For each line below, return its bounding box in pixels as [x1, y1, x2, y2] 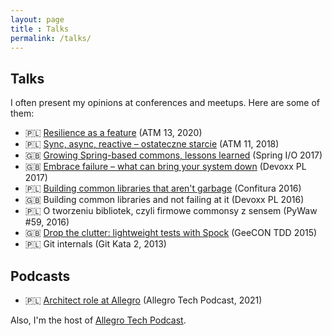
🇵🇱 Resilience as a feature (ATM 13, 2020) [24, 127, 203, 139]
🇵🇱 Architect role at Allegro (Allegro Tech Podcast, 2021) [24, 294, 263, 306]
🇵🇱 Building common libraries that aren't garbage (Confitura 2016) [24, 182, 302, 195]
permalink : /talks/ [10, 33, 92, 43]
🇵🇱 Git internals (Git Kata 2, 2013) [24, 238, 167, 250]
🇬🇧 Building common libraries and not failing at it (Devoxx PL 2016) [24, 194, 305, 206]
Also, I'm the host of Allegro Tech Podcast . [10, 314, 187, 326]
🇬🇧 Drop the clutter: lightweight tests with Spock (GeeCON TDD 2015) [24, 227, 318, 239]
